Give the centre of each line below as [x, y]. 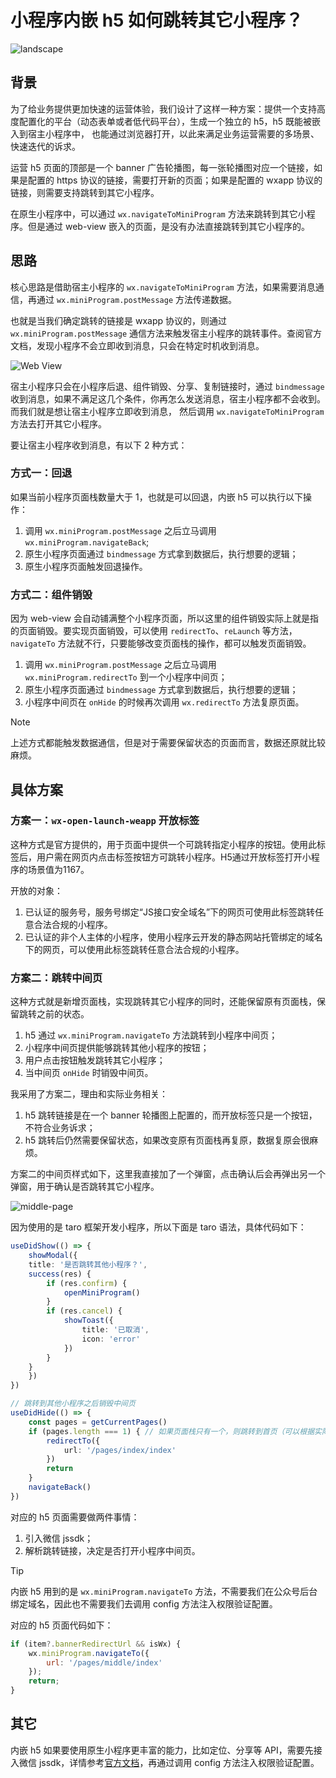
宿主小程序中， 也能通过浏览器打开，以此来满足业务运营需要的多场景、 [173, 133]
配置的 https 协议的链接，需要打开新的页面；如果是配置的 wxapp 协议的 [175, 180]
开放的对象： [36, 890]
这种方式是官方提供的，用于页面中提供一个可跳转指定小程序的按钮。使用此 [163, 844]
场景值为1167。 [58, 869]
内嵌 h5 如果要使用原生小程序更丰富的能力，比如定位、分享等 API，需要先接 [166, 1750]
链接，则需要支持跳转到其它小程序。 [85, 192]
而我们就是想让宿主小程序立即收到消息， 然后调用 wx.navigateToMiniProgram [167, 411]
